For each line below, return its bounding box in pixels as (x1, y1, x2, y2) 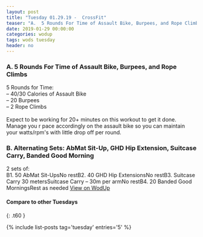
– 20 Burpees (6, 97, 40, 104)
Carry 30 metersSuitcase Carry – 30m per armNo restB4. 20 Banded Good (6, 178, 192, 185)
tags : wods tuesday (6, 37, 56, 43)
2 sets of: (6, 165, 30, 172)
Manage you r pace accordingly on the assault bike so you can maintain (6, 122, 185, 130)
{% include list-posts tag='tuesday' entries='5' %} (6, 223, 132, 230)
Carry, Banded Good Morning (6, 152, 94, 160)
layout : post (6, 8, 39, 15)
